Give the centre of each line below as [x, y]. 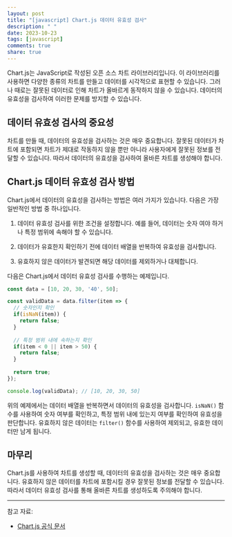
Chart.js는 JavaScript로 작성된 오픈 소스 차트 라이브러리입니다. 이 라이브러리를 [113, 73]
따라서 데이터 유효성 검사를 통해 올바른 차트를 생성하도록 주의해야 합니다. [105, 490]
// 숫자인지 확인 [34, 308]
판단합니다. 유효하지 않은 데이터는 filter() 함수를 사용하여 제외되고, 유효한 [109, 422]
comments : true [29, 46]
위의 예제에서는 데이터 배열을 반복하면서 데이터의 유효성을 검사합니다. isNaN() [112, 405]
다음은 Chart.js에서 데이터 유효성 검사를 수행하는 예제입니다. [88, 276]
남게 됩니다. [36, 431]
